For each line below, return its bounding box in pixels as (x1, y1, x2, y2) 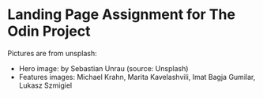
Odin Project (7, 22, 91, 40)
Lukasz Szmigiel (18, 81, 73, 90)
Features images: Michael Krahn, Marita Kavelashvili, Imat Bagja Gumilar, (18, 72, 256, 81)
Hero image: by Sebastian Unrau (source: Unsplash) (18, 63, 189, 73)
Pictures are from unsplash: (7, 48, 97, 58)
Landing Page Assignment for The (7, 6, 236, 24)
